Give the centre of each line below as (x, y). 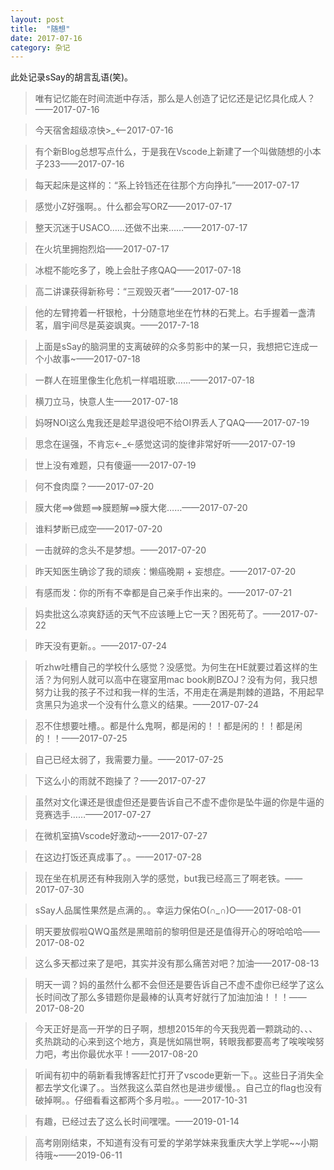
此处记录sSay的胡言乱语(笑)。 (72, 77)
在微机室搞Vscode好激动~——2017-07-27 (121, 836)
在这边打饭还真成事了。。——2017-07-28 (118, 857)
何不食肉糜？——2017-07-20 (94, 487)
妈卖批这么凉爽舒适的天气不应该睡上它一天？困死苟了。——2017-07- (176, 614)
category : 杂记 (40, 47)
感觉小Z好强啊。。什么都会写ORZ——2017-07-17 (133, 207)
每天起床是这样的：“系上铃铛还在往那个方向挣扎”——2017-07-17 (167, 185)
